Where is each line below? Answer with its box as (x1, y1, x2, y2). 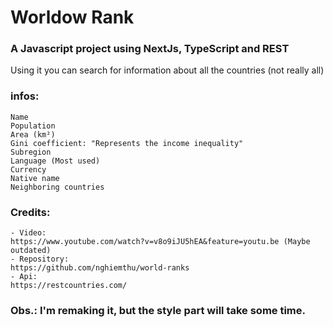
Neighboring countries (10, 182, 105, 192)
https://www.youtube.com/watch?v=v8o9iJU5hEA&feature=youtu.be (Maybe (10, 237, 311, 247)
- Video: (10, 228, 47, 238)
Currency (10, 164, 47, 175)
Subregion (10, 147, 52, 157)
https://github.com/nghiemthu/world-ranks (10, 263, 190, 273)
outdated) (10, 246, 52, 256)
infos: (10, 89, 40, 103)
